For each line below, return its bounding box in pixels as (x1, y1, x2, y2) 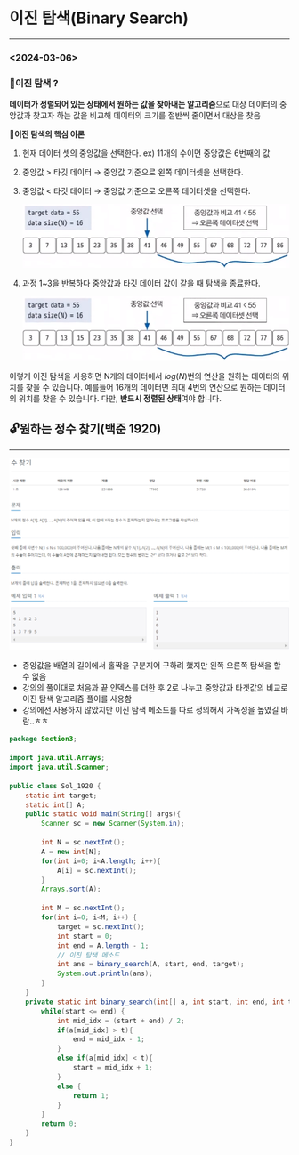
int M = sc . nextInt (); (41, 904, 125, 913)
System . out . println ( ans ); (56, 969, 153, 979)
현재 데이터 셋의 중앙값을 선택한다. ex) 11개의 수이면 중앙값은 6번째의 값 (21, 148, 271, 158)
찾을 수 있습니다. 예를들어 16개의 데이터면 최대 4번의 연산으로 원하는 (25, 382, 263, 392)
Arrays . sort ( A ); (41, 884, 101, 894)
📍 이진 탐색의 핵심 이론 (9, 129, 85, 140)
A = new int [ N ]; (41, 847, 101, 856)
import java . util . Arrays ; (9, 754, 105, 763)
